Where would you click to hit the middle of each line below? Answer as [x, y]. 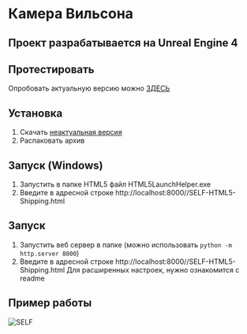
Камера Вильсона [71, 14]
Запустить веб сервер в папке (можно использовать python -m [126, 244]
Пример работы [50, 303]
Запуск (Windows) [56, 165]
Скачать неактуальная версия [71, 132]
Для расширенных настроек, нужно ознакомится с [153, 269]
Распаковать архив [52, 141]
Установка [36, 113]
